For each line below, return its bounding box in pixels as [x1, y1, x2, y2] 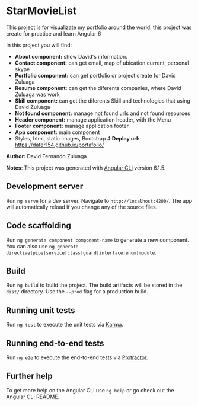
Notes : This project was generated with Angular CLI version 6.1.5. [6, 164, 166, 171]
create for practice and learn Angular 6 [6, 30, 101, 37]
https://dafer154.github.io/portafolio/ [14, 141, 104, 148]
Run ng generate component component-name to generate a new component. [6, 236, 190, 244]
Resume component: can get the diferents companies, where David [14, 84, 182, 91]
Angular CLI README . [6, 393, 60, 400]
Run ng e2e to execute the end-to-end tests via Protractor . [6, 354, 148, 361]
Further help [6, 371, 53, 381]
